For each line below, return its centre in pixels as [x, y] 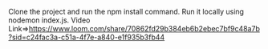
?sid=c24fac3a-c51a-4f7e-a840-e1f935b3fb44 [87, 37]
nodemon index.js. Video [49, 20]
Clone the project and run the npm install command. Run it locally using [126, 12]
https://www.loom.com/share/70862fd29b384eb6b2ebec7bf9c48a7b [144, 29]
